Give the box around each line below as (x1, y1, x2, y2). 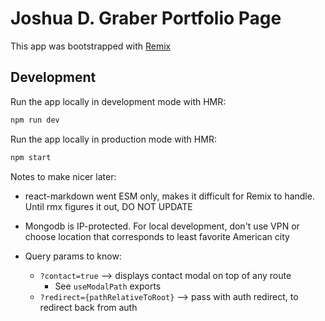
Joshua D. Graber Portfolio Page (10, 7, 282, 30)
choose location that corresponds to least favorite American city (24, 230, 290, 242)
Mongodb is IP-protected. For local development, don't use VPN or (24, 220, 300, 232)
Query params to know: (24, 250, 122, 262)
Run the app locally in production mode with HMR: (10, 133, 217, 145)
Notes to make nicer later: (10, 170, 117, 182)
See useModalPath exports (54, 280, 162, 292)
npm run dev (10, 115, 60, 125)
